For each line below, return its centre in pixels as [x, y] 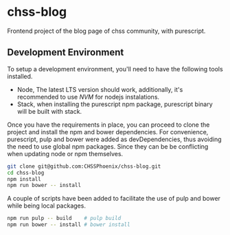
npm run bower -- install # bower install [69, 225]
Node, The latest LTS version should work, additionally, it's [100, 89]
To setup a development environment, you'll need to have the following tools [115, 69]
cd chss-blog [26, 173]
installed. [20, 76]
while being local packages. [46, 206]
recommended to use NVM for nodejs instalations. [88, 97]
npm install [24, 179]
